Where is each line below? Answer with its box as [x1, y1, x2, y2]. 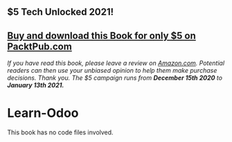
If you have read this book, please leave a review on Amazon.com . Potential [7, 59, 225, 67]
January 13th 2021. [7, 81, 64, 89]
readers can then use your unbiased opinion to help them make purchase [7, 66, 217, 75]
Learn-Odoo [7, 105, 79, 121]
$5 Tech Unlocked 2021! [7, 6, 114, 18]
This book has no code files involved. [7, 128, 114, 136]
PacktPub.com [7, 40, 73, 52]
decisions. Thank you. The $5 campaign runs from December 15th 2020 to [7, 73, 223, 82]
